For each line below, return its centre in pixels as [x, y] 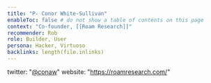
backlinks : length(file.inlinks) [56, 53]
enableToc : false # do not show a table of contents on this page [105, 20]
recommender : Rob [32, 33]
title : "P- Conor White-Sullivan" [57, 13]
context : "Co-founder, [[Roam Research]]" [70, 26]
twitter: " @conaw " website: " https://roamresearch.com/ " [89, 72]
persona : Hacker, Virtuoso [46, 46]
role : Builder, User [37, 39]
